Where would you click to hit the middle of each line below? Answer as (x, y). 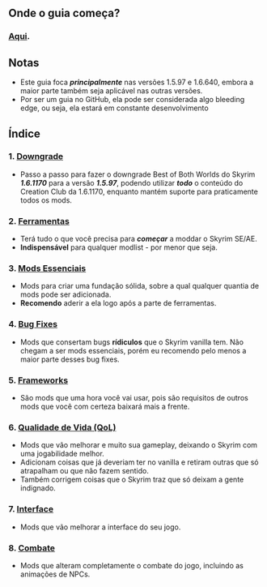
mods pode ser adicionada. (66, 294)
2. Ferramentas (39, 221)
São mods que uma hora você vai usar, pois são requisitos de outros (134, 398)
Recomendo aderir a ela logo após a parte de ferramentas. (118, 303)
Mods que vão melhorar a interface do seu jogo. (100, 527)
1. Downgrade (36, 156)
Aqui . (19, 36)
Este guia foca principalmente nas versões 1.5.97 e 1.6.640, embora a (137, 82)
